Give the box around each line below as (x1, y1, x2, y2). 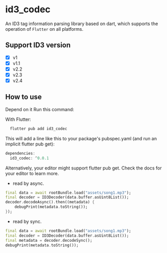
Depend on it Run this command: (5, 106, 75, 112)
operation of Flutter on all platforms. (5, 26, 84, 32)
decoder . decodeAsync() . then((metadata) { (5, 200, 95, 205)
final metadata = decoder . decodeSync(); (5, 238, 93, 243)
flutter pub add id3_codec (10, 126, 67, 131)
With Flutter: (5, 116, 32, 122)
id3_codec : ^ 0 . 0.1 (10, 155, 50, 161)
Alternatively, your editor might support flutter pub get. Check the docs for (5, 165, 162, 171)
